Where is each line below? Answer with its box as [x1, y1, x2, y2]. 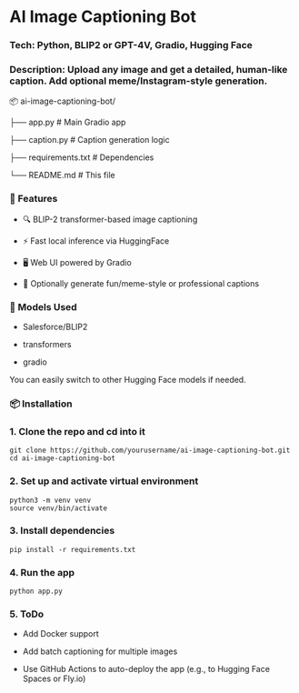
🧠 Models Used [9, 300, 77, 313]
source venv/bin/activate [9, 503, 107, 513]
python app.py [9, 587, 64, 597]
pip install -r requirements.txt [9, 545, 136, 554]
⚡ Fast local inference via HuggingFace [22, 235, 170, 246]
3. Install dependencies [9, 525, 115, 537]
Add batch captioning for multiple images [22, 646, 178, 657]
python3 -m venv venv [9, 496, 92, 505]
